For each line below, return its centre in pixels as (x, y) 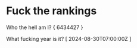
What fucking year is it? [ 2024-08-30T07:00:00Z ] (69, 39)
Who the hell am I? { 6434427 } (45, 27)
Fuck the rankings (52, 11)
